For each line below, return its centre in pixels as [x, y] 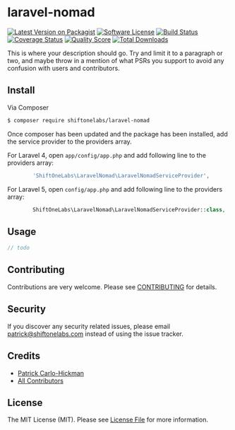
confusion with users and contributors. [64, 68]
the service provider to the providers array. [70, 141]
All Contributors [40, 380]
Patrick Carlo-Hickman [51, 373]
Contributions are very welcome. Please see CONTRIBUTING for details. [112, 286]
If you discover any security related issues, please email [89, 326]
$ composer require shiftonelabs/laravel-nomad [79, 120]
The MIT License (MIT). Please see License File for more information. [108, 420]
